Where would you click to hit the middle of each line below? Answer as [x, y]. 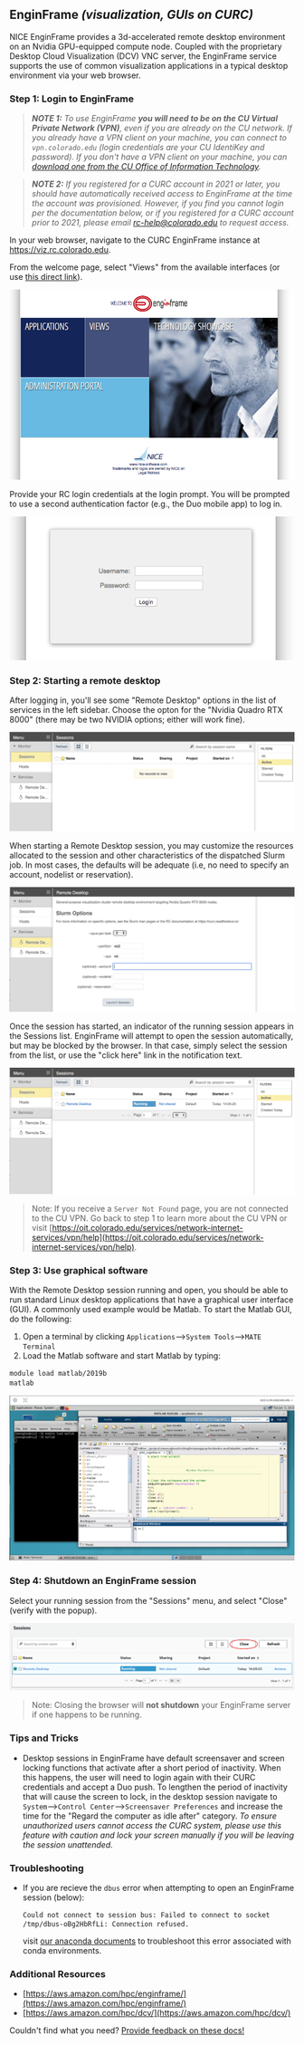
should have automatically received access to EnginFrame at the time [162, 194]
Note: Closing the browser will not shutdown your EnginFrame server [161, 1705]
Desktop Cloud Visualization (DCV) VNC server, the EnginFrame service [143, 56]
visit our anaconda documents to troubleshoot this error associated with [157, 1941]
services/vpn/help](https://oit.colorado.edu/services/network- [147, 1237]
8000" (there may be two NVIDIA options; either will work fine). [128, 719]
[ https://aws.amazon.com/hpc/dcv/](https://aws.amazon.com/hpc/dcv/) [157, 2013]
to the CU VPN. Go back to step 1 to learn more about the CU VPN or [159, 1218]
